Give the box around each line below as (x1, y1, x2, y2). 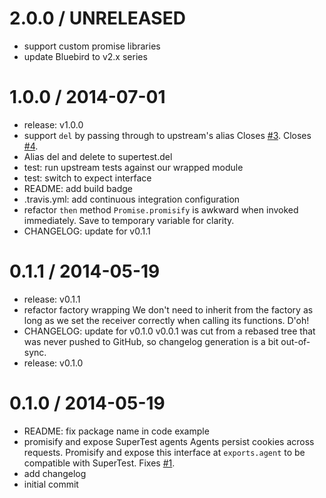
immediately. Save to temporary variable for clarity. (23, 214, 235, 226)
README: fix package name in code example (23, 425, 210, 437)
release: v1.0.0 (23, 118, 84, 131)
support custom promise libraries (23, 40, 161, 52)
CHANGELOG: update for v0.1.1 (23, 225, 151, 237)
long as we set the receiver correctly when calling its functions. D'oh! (23, 314, 310, 326)
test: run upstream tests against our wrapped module (23, 161, 244, 173)
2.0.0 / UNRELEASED (9, 7, 186, 30)
